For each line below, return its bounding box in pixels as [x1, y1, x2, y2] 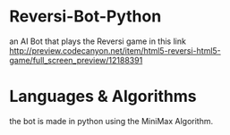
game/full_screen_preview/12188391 [9, 55, 143, 65]
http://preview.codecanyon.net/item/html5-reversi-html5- [9, 45, 221, 55]
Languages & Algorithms [9, 87, 197, 106]
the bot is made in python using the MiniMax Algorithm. [9, 115, 213, 126]
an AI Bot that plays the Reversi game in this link [9, 36, 186, 46]
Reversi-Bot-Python [9, 6, 162, 27]
